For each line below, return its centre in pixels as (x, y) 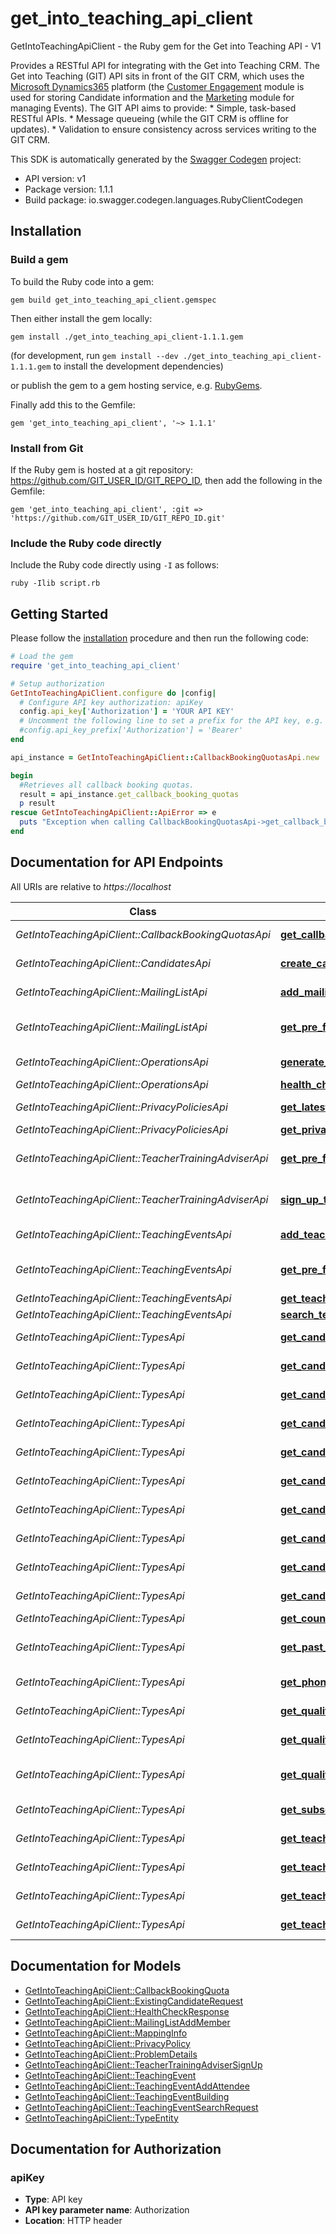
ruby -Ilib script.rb (55, 583)
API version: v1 (55, 178)
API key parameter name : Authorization (107, 2210)
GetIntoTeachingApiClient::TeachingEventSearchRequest (141, 2107)
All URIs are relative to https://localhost (91, 886)
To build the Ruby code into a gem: (82, 281)
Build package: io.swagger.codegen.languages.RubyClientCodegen (164, 199)
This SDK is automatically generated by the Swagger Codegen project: (156, 159)
